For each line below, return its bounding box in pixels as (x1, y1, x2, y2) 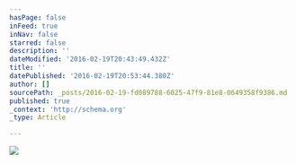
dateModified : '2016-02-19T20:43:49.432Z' (9, 55, 171, 64)
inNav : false (9, 30, 58, 39)
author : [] (9, 80, 50, 89)
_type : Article (9, 113, 67, 122)
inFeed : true (9, 22, 58, 30)
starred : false (9, 38, 67, 47)
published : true (9, 96, 70, 106)
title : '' (9, 64, 47, 73)
